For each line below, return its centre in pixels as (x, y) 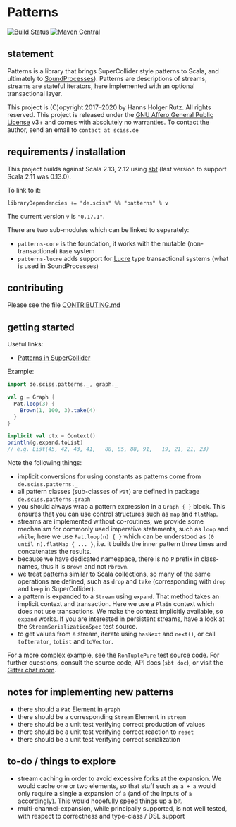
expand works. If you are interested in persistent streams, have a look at (121, 619)
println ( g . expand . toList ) (45, 443)
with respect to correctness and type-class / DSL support (101, 816)
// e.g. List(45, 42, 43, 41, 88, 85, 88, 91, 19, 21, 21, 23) (108, 449)
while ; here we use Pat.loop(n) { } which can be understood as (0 (116, 536)
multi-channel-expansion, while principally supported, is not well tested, (122, 808)
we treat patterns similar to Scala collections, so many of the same (114, 574)
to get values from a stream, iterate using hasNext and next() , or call (117, 634)
